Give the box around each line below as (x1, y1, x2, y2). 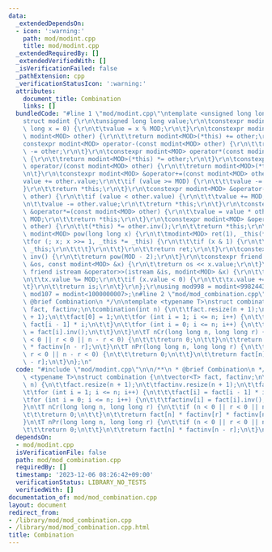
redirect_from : (8, 508, 60, 516)
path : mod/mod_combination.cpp (15, 456, 121, 464)
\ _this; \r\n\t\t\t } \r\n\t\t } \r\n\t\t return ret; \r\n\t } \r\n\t (23, 245, 241, 253)
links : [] (23, 102, 57, 110)
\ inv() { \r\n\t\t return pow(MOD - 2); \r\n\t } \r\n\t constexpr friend (23, 253, 263, 261)
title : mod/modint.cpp (23, 42, 100, 50)
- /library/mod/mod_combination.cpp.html (8, 524, 151, 532)
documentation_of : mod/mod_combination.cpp (8, 493, 158, 502)
